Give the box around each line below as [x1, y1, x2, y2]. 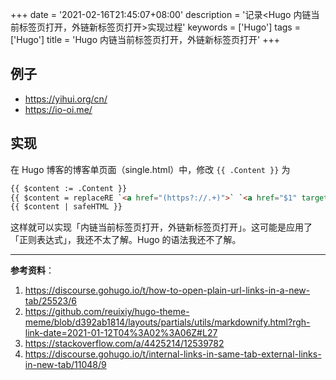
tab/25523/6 [24, 295, 77, 307]
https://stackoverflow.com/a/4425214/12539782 [24, 338, 225, 350]
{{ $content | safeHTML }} [10, 202, 123, 212]
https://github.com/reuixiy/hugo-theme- [24, 306, 190, 318]
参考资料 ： [10, 264, 55, 277]
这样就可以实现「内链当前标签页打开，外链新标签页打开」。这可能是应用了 [10, 221, 313, 233]
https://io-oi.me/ [24, 103, 93, 115]
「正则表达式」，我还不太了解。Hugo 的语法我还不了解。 [10, 234, 242, 246]
